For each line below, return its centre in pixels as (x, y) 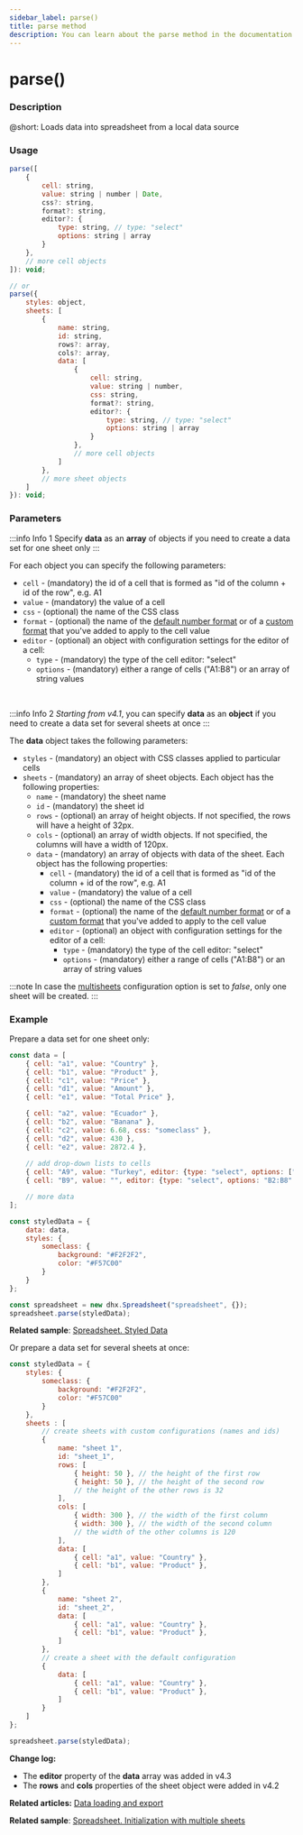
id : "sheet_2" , (86, 1607)
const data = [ (38, 1055)
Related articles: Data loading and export (87, 1803)
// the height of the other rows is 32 (148, 1490)
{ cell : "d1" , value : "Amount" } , (90, 1089)
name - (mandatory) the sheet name (101, 796)
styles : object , (56, 303)
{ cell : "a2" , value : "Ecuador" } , (92, 1114)
